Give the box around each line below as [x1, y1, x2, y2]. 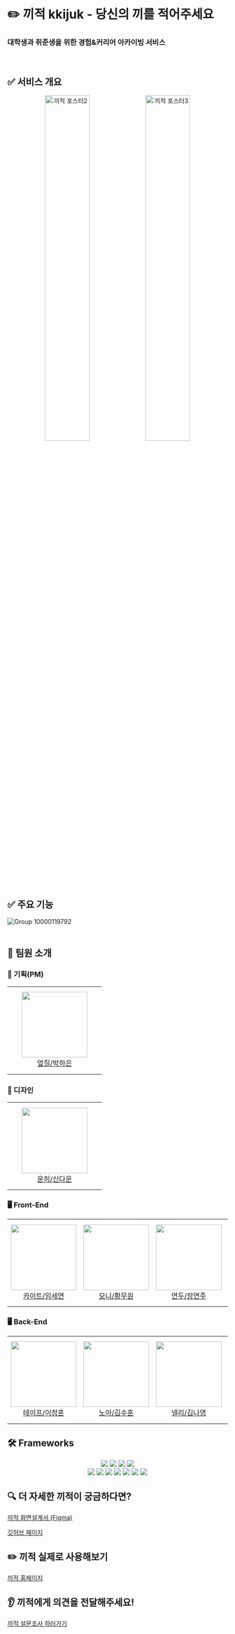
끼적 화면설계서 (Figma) [7, 1514, 73, 1522]
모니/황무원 [99, 1291, 134, 1301]
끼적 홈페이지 [7, 1574, 43, 1582]
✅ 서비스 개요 [7, 76, 62, 88]
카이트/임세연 [22, 1291, 65, 1301]
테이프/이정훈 [22, 1408, 65, 1418]
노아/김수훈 [99, 1408, 134, 1418]
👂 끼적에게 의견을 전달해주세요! [7, 1596, 134, 1608]
